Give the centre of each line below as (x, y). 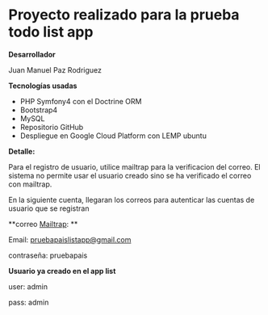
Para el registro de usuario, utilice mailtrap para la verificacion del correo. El (134, 166)
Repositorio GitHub (52, 127)
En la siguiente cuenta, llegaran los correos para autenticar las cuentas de (132, 199)
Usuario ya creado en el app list (62, 271)
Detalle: (22, 151)
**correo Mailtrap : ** (43, 224)
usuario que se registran (49, 208)
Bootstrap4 (39, 110)
